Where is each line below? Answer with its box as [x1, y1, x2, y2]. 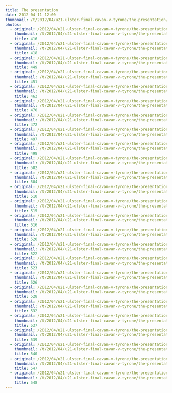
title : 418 [14, 50, 38, 55]
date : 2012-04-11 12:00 [5, 12, 56, 17]
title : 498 [14, 151, 38, 156]
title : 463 [14, 93, 38, 99]
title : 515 [14, 208, 38, 213]
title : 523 [14, 266, 38, 271]
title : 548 [14, 380, 38, 385]
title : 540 [14, 351, 38, 357]
